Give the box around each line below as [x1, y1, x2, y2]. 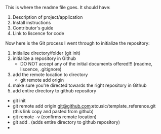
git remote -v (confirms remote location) [12, 114, 97, 120]
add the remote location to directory [12, 72, 88, 78]
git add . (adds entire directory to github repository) [12, 119, 120, 125]
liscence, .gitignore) [20, 66, 62, 72]
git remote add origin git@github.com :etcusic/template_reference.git [12, 103, 156, 109]
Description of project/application [12, 14, 83, 20]
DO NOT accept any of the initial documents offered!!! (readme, [20, 61, 153, 66]
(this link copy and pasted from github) [12, 109, 94, 114]
